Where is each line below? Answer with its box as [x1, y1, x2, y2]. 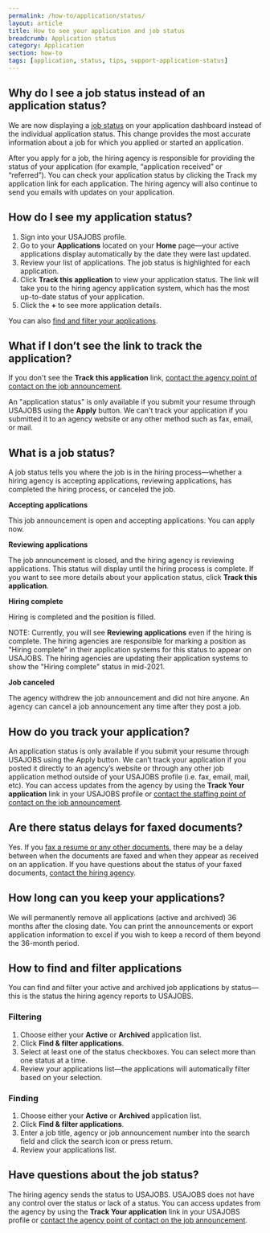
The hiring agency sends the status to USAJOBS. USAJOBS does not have [8, 1190, 255, 1199]
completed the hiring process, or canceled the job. [8, 484, 176, 495]
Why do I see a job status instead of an [8, 86, 206, 101]
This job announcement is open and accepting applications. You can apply [8, 516, 256, 525]
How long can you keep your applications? [8, 891, 226, 905]
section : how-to [8, 49, 63, 57]
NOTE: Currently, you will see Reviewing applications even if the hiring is [8, 628, 252, 638]
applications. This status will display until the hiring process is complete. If [8, 564, 255, 573]
